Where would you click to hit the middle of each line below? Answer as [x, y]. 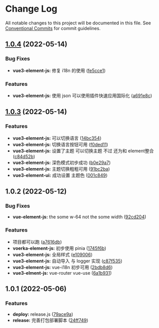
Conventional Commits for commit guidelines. [53, 28]
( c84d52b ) [24, 156]
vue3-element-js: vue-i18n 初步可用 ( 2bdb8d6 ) [62, 267]
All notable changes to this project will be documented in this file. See [78, 23]
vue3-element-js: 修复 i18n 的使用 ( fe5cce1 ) [59, 70]
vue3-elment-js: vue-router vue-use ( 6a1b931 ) [62, 273]
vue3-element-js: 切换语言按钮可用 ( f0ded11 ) [60, 144]
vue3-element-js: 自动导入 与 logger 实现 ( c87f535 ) [68, 261]
